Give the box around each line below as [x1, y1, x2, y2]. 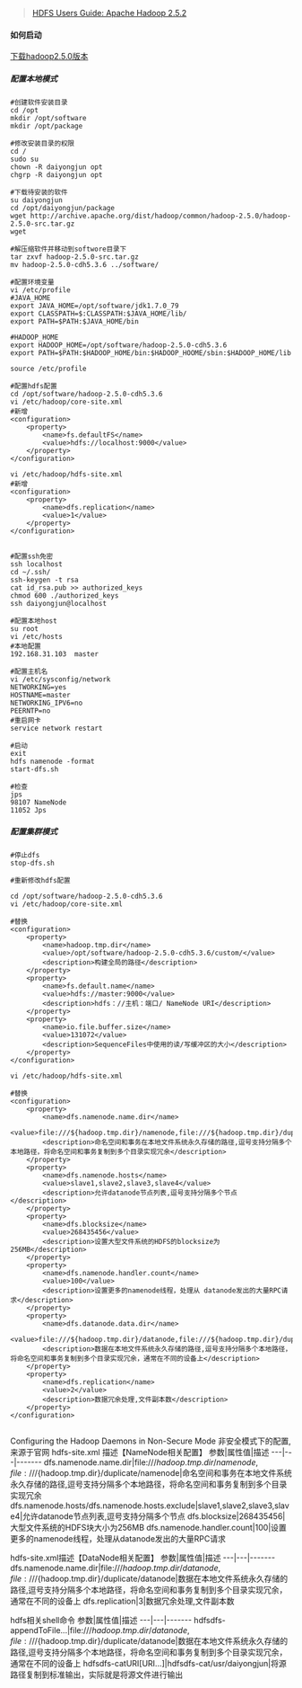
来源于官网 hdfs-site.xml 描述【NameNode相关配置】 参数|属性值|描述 [10, 1447, 270, 1458]
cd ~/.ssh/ [10, 568, 51, 577]
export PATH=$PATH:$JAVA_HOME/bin [10, 317, 140, 326]
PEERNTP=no [10, 706, 51, 715]
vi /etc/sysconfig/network [10, 675, 111, 684]
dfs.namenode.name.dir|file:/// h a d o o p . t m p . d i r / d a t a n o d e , [10, 1563, 221, 1574]
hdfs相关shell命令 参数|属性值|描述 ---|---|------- [10, 1615, 192, 1626]
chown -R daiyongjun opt [10, 163, 103, 172]
